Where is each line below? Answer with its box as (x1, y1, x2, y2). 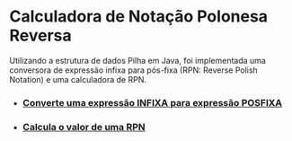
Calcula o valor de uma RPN (22, 120, 146, 133)
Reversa (9, 25, 72, 46)
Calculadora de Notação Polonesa (9, 6, 268, 27)
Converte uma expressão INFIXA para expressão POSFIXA (22, 96, 283, 109)
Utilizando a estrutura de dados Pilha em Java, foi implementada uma (9, 55, 267, 66)
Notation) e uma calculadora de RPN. (9, 74, 146, 84)
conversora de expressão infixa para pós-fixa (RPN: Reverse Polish (9, 65, 258, 75)
